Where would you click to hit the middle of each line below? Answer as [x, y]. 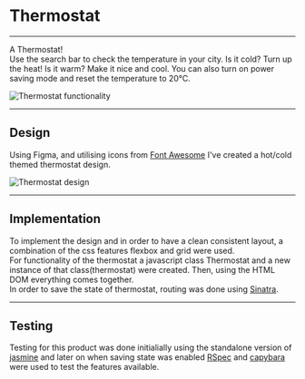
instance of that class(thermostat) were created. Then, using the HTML [142, 269]
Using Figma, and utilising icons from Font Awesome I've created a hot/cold [151, 154]
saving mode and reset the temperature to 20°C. [100, 78]
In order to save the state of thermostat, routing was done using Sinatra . [144, 289]
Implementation [55, 219]
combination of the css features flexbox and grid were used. [122, 250]
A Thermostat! [36, 49]
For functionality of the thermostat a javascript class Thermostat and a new [150, 260]
